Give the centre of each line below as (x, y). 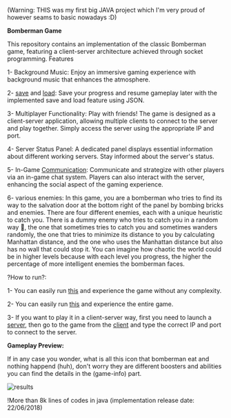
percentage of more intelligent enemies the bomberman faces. (96, 264)
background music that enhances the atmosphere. (79, 79)
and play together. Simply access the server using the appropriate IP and (111, 128)
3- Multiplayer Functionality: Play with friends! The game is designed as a (111, 114)
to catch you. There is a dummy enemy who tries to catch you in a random (113, 220)
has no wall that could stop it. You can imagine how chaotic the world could (114, 249)
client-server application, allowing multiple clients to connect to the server (113, 121)
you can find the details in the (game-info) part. (74, 373)
